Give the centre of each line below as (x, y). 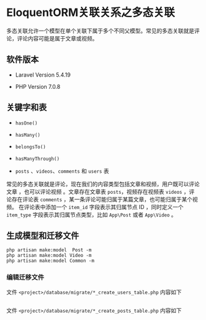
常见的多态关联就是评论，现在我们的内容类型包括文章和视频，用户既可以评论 (103, 184)
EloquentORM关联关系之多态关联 (91, 13)
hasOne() (26, 123)
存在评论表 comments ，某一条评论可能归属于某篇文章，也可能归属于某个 (102, 199)
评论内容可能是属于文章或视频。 (57, 38)
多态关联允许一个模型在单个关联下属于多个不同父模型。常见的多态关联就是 (100, 31)
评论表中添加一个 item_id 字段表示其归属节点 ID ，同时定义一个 (104, 207)
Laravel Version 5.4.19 (43, 75)
